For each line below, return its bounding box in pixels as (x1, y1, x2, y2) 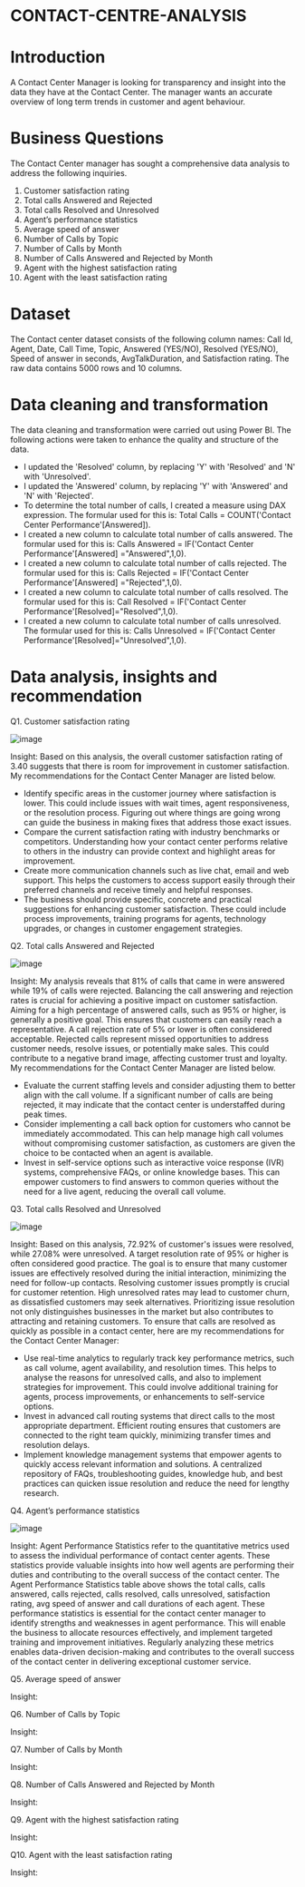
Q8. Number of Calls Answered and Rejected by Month (10, 1779, 215, 1790)
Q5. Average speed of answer (10, 1673, 121, 1684)
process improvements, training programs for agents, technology (23, 913, 267, 924)
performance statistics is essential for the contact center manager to (10, 1608, 266, 1618)
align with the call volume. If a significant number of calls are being (23, 1090, 274, 1100)
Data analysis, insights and (10, 667, 218, 688)
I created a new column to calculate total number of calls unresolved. (23, 615, 281, 626)
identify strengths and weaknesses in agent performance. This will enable (10, 1617, 286, 1628)
